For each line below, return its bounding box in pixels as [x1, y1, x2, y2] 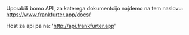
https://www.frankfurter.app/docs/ [6, 11, 91, 18]
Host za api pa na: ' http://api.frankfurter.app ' [6, 23, 116, 29]
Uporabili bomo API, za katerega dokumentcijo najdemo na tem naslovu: [6, 5, 184, 12]
